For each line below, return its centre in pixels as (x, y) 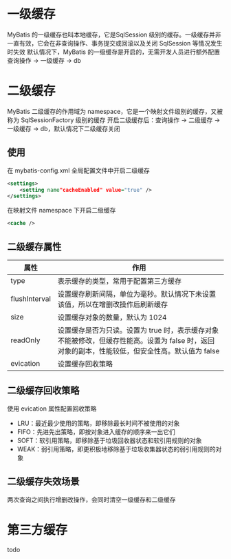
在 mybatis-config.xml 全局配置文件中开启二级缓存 (78, 170)
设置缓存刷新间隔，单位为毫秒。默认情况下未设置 (137, 294)
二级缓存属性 (34, 247)
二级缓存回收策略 (43, 391)
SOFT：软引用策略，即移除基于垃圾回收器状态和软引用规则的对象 (109, 440)
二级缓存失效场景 (43, 481)
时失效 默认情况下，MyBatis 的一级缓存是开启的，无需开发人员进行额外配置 (113, 52)
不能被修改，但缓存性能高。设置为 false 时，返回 (136, 341)
